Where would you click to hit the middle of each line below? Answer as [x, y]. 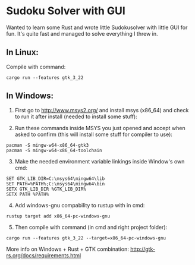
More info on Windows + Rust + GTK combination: [67, 249]
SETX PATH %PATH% [28, 194]
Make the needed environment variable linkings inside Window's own [100, 161]
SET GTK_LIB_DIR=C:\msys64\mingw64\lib [56, 179]
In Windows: [30, 96]
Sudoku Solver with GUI [66, 11]
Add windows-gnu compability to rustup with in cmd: [80, 205]
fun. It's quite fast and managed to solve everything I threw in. [82, 33]
